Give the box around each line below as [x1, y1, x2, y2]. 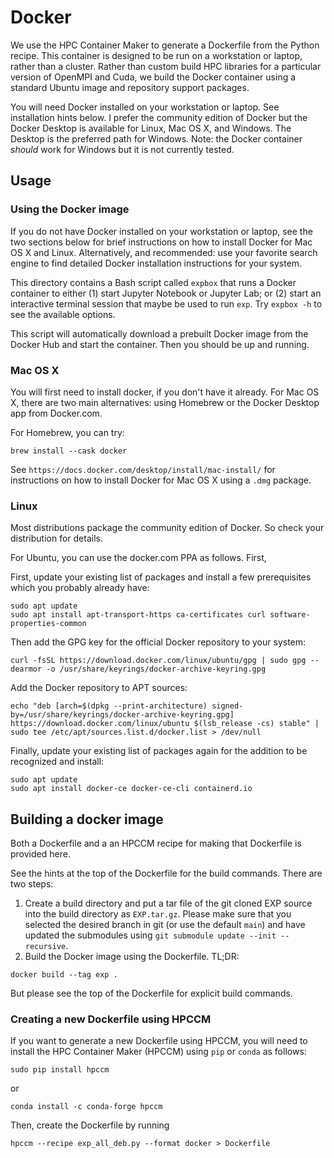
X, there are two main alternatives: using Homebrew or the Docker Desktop [10, 396, 320, 408]
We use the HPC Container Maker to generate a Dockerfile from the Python [10, 39, 320, 51]
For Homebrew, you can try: [10, 426, 125, 438]
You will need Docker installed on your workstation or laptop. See [10, 101, 280, 113]
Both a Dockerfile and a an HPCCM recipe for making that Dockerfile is [10, 837, 302, 850]
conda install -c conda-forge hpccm [10, 1102, 163, 1112]
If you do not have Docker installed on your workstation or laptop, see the [10, 225, 313, 237]
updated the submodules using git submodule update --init [24, 929, 277, 941]
